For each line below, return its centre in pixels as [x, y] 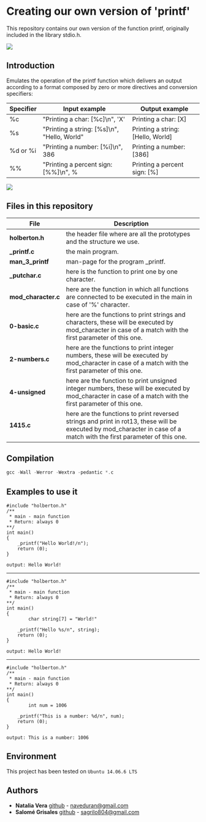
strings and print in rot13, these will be [121, 421]
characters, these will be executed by [120, 322]
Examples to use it [42, 492]
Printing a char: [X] [159, 119]
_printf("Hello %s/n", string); [59, 630]
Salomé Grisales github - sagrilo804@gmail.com [77, 812]
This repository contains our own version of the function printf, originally [98, 28]
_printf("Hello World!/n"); [53, 544]
